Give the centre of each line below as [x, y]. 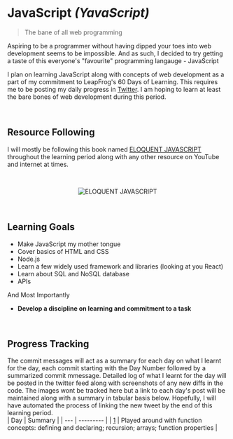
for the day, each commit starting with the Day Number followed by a [107, 368]
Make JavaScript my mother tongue [69, 244]
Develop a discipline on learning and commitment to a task [104, 308]
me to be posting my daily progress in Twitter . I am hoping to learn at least [114, 89]
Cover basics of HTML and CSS [63, 251]
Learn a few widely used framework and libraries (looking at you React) [120, 266]
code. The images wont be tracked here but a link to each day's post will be [116, 391]
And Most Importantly [38, 295]
